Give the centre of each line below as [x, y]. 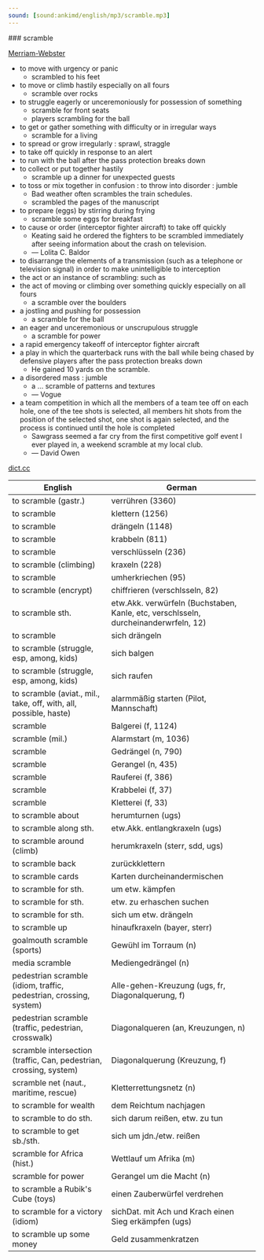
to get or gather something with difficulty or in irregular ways [118, 127]
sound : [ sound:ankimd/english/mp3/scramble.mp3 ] [89, 15]
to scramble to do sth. [52, 1118]
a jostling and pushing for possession [80, 311]
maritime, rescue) [44, 1092]
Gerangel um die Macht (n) [161, 1176]
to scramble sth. [42, 613]
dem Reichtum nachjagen [158, 1105]
